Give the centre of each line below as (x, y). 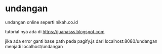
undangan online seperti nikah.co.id (41, 22)
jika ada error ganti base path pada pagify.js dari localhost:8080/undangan (81, 41)
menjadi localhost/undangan (34, 46)
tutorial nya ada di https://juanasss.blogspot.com (55, 31)
